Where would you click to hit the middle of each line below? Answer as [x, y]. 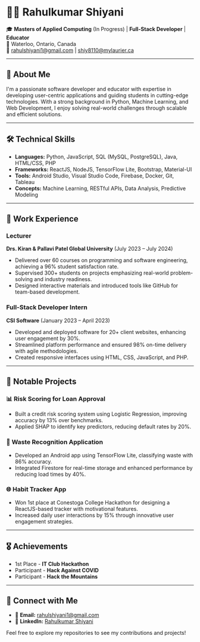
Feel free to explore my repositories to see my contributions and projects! [96, 633]
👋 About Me [28, 75]
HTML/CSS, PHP [35, 163]
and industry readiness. [63, 279]
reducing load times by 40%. [50, 474]
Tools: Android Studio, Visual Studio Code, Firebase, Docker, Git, [94, 176]
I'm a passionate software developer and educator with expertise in [89, 89]
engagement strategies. [44, 521]
